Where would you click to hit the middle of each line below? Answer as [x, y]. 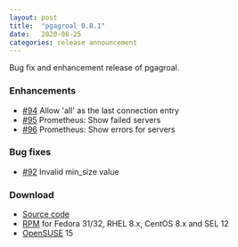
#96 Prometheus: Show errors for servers [98, 129]
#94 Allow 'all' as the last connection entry [101, 110]
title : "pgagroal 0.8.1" [57, 26]
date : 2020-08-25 [45, 34]
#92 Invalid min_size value [70, 171]
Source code [45, 214]
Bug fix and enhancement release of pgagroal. [94, 68]
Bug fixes [30, 152]
